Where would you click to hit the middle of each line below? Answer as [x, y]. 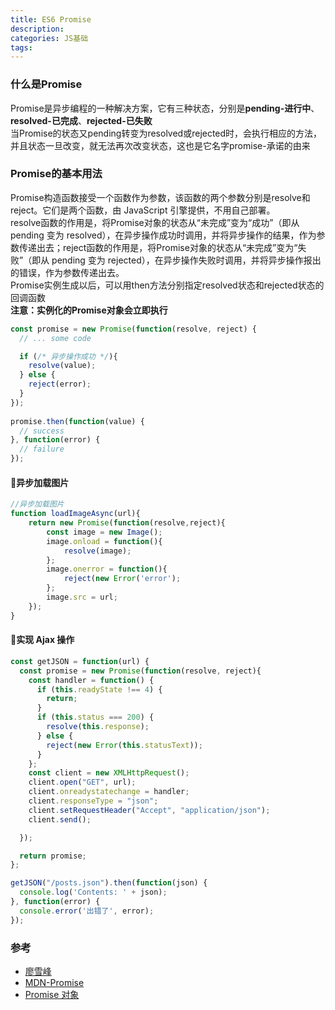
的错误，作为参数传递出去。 [67, 272]
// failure [42, 449]
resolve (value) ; [62, 366]
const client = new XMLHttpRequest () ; [109, 773]
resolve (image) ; [97, 551]
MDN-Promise [54, 982]
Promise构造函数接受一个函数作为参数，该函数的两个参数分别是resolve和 [160, 197]
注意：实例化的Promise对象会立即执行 [89, 310]
